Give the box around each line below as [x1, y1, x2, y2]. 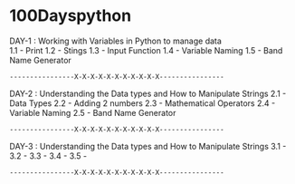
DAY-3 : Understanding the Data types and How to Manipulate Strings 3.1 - [9, 140, 287, 151]
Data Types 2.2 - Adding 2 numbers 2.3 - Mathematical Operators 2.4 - [9, 97, 276, 109]
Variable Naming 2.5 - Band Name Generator [9, 107, 176, 118]
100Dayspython [9, 5, 132, 26]
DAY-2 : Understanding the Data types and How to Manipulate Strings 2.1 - [9, 88, 287, 99]
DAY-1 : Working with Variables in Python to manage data [9, 35, 222, 46]
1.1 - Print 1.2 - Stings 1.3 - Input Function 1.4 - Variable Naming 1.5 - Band [9, 44, 283, 55]
